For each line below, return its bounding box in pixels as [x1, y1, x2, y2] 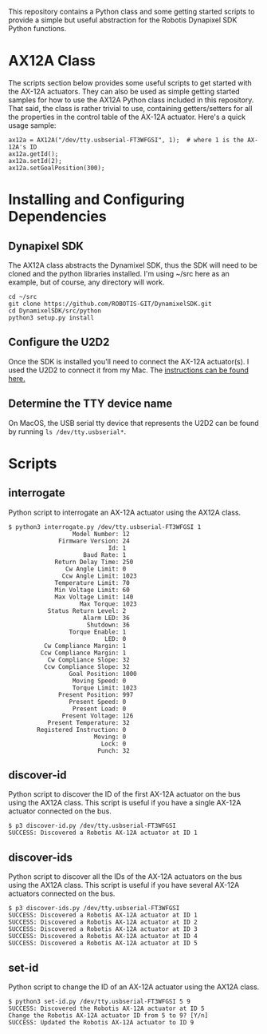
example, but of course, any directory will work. [8, 277, 165, 287]
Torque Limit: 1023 [72, 683, 137, 692]
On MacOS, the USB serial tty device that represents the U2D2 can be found [8, 418, 259, 428]
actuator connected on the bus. [8, 806, 112, 816]
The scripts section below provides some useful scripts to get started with [8, 78, 253, 87]
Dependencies [8, 208, 107, 226]
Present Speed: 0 [69, 698, 127, 706]
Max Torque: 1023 [79, 599, 137, 608]
